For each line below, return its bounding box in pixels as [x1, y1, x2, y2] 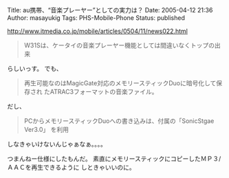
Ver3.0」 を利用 [23, 126, 69, 133]
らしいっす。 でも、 [7, 65, 63, 72]
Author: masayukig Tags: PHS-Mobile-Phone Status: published [7, 14, 186, 22]
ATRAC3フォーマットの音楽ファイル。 [50, 88, 158, 96]
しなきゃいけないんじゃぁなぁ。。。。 [7, 140, 107, 148]
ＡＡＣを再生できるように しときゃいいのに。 [7, 164, 135, 171]
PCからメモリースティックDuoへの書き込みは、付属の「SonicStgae [23, 117, 215, 125]
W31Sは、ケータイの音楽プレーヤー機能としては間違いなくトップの [23, 41, 215, 49]
